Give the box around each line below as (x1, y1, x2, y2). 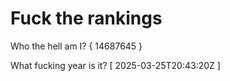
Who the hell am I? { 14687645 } (10, 40, 143, 52)
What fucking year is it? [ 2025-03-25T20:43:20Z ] (10, 59, 221, 71)
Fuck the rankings (10, 7, 163, 30)
